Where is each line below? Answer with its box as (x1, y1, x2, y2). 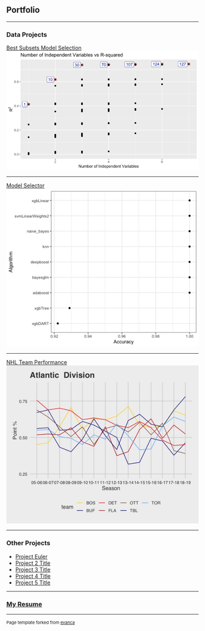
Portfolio (6, 5, 40, 15)
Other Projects (6, 539, 51, 547)
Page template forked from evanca (6, 619, 75, 626)
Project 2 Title (15, 559, 51, 567)
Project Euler (15, 553, 48, 560)
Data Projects (6, 30, 48, 39)
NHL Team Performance (6, 358, 67, 366)
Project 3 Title (15, 566, 51, 573)
